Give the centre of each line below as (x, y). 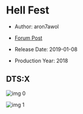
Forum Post (28, 38)
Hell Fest (28, 10)
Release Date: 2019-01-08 (46, 49)
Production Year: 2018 (41, 61)
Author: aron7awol (37, 26)
